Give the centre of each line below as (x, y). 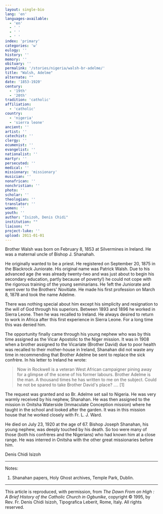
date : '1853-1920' (24, 82)
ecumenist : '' (19, 145)
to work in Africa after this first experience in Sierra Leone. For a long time (79, 320)
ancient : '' (17, 127)
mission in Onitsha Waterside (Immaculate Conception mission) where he (78, 405)
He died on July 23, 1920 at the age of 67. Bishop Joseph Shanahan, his (77, 424)
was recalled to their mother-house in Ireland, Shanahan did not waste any (79, 350)
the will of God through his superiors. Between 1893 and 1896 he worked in (80, 309)
